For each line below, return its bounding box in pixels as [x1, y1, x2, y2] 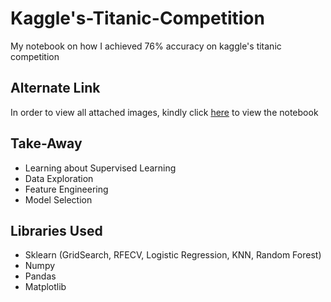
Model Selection [24, 193, 93, 206]
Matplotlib [24, 281, 67, 293]
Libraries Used [10, 222, 103, 239]
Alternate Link [10, 80, 101, 97]
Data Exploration [24, 172, 94, 184]
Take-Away [10, 135, 83, 152]
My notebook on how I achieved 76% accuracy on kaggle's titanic [10, 40, 282, 52]
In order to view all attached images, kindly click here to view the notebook [10, 106, 319, 118]
